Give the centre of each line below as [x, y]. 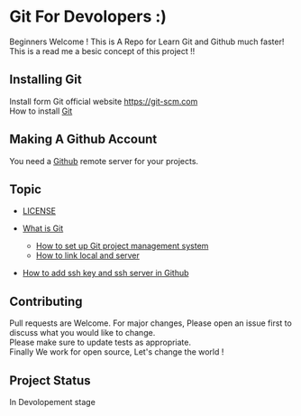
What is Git [43, 228]
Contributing [46, 301]
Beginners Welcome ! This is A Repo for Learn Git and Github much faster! [147, 42]
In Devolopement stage [53, 402]
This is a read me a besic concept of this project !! [102, 51]
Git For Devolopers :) [88, 17]
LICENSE [39, 211]
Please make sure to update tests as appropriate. [100, 342]
